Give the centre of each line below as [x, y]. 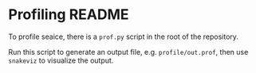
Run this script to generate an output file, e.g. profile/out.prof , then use [128, 52]
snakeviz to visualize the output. [61, 60]
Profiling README [69, 15]
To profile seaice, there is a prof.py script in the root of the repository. [124, 36]
